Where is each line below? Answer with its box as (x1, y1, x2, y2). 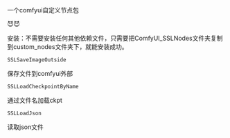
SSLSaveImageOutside (7, 57, 67, 63)
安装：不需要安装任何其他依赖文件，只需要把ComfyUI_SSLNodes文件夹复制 (7, 34, 223, 42)
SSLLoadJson (7, 110, 42, 117)
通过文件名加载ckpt (7, 96, 62, 104)
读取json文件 (7, 123, 44, 131)
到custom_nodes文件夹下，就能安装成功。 (7, 43, 128, 50)
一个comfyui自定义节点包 (7, 6, 80, 14)
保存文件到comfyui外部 (7, 70, 73, 77)
